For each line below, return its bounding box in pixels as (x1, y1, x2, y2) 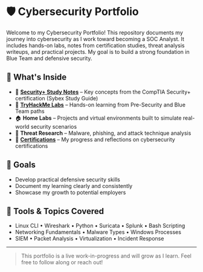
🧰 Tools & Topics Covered (6, 206, 105, 216)
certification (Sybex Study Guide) (14, 94, 98, 102)
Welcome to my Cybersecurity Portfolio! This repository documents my (6, 28, 183, 36)
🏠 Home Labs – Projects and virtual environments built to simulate (14, 114, 182, 121)
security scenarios (30, 123, 77, 130)
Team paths (14, 107, 45, 115)
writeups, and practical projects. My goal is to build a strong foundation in (6, 48, 190, 55)
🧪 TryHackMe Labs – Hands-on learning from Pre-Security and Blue (14, 101, 186, 108)
